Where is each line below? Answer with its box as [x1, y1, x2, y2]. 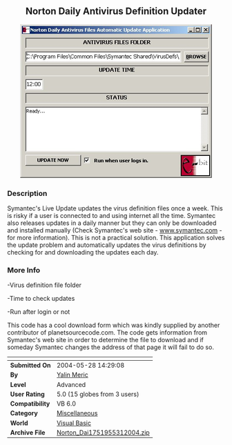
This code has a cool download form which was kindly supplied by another [7, 321, 220, 330]
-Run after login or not [7, 308, 70, 316]
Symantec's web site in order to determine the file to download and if [7, 336, 204, 344]
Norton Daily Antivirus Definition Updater [25, 6, 207, 17]
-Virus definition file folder [7, 281, 81, 289]
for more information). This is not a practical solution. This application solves [7, 234, 225, 242]
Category [10, 409, 38, 417]
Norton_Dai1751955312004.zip [56, 428, 150, 437]
